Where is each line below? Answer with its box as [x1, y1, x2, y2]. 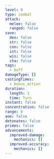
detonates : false [5, 118, 41, 124]
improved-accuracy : [9, 142, 50, 147]
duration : [5, 86, 26, 91]
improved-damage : [9, 133, 45, 138]
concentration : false [5, 105, 50, 110]
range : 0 [5, 109, 23, 115]
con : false [9, 44, 32, 49]
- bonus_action [9, 81, 41, 86]
